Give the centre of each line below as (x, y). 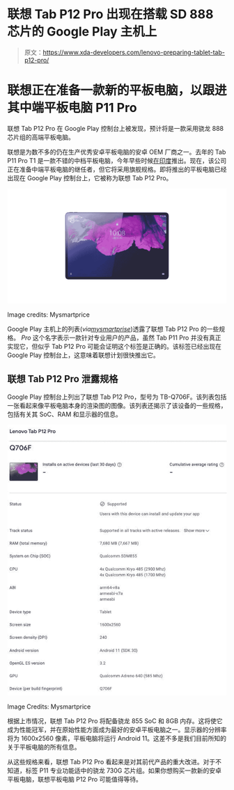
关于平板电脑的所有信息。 (44, 747)
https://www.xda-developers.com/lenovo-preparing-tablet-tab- (134, 52)
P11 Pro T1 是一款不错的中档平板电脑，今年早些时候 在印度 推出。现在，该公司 (117, 160)
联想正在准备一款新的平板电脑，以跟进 (117, 90)
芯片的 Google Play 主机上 (82, 32)
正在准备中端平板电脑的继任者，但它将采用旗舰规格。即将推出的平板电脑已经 (117, 169)
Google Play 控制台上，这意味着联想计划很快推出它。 (84, 355)
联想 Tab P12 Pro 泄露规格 (63, 379)
